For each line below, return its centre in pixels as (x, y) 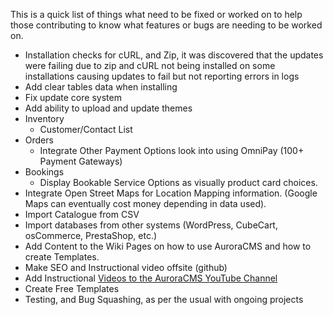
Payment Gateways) (81, 161)
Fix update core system (73, 97)
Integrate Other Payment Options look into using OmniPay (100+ (172, 150)
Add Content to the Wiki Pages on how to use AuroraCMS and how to (168, 246)
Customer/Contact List (86, 129)
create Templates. (62, 257)
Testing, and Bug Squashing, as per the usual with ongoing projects (164, 299)
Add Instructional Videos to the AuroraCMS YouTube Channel (151, 278)
